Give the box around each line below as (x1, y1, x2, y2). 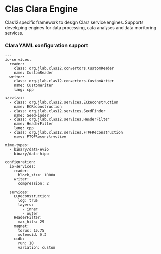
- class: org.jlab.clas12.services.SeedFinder (9, 109, 106, 114)
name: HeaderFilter (14, 121, 54, 126)
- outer (22, 211, 38, 216)
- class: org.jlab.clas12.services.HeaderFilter (9, 117, 110, 122)
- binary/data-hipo (9, 151, 49, 156)
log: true (18, 198, 38, 203)
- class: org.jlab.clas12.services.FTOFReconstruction (9, 130, 123, 135)
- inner (22, 207, 38, 212)
